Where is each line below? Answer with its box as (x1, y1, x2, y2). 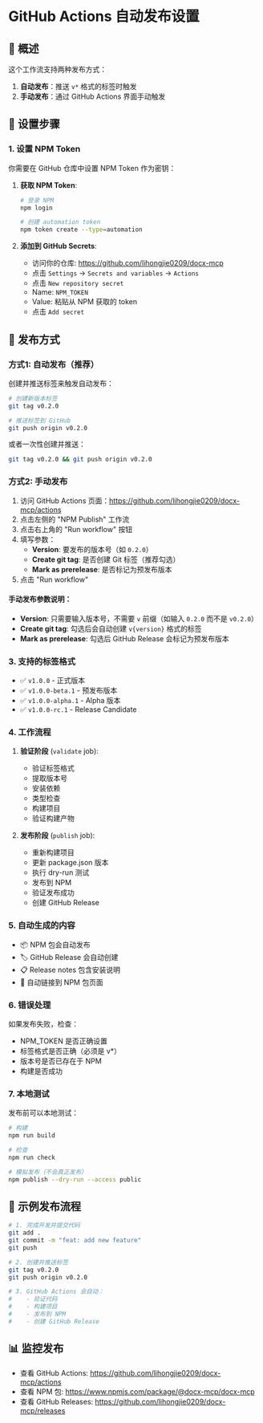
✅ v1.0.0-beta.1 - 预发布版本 (19, 685, 118, 695)
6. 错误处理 (8, 999, 51, 1010)
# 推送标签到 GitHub (8, 417, 71, 425)
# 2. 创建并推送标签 (8, 1258, 69, 1266)
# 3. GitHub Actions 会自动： (8, 1287, 104, 1296)
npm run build (8, 1132, 56, 1140)
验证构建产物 (31, 814, 75, 823)
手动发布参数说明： (8, 595, 72, 604)
